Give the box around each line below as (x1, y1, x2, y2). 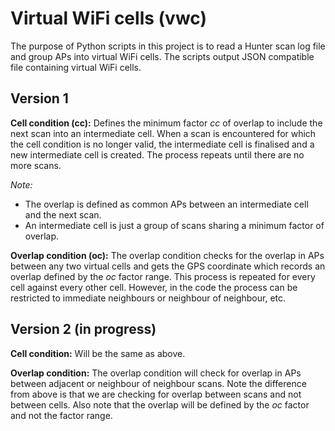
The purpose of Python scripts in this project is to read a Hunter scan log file (10, 40, 326, 52)
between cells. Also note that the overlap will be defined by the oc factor (10, 398, 310, 411)
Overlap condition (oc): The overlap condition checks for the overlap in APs (10, 249, 325, 261)
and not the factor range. (10, 409, 113, 421)
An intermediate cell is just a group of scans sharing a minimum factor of (24, 219, 325, 231)
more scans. (10, 159, 62, 171)
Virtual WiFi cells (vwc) (10, 7, 207, 30)
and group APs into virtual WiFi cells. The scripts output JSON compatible (10, 50, 315, 62)
